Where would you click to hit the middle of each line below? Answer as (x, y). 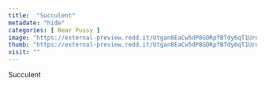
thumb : (19, 45)
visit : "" (24, 52)
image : (19, 37)
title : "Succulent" (42, 15)
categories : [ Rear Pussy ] (54, 30)
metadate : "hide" (37, 23)
